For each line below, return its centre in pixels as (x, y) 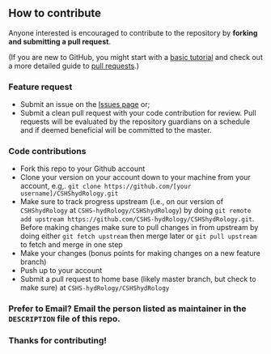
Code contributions (47, 151)
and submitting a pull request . (60, 41)
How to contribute (55, 13)
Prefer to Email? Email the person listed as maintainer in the (127, 309)
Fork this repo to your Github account (83, 168)
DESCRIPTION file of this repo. (65, 319)
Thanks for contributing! (58, 341)
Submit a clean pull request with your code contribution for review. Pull (138, 113)
